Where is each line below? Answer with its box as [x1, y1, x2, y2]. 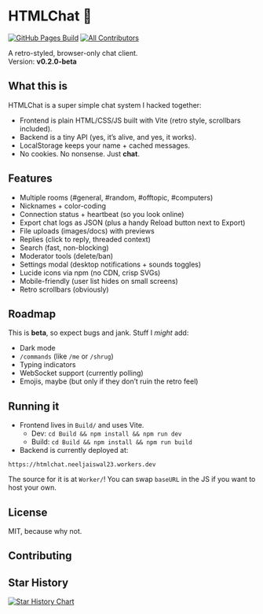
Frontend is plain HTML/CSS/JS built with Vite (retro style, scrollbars [19, 116, 241, 125]
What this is [8, 79, 68, 93]
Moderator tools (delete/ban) [19, 251, 114, 260]
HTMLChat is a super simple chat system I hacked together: [8, 100, 202, 109]
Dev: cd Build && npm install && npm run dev [31, 428, 182, 439]
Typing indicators [19, 360, 76, 370]
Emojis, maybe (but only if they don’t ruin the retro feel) [19, 377, 199, 386]
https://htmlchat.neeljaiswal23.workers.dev [8, 461, 156, 469]
